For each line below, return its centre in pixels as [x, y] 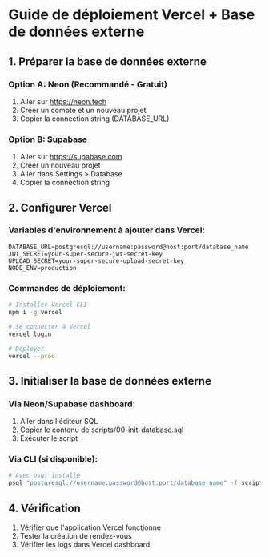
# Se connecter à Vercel [50, 326]
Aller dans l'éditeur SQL [59, 422]
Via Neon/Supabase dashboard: [72, 404]
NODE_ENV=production [43, 268]
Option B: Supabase [48, 139]
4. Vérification [45, 508]
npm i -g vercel [35, 313]
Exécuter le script [49, 438]
